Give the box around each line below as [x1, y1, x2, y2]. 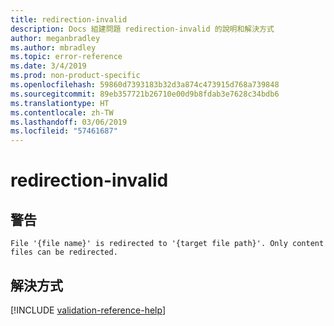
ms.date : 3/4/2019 [10, 61, 87, 71]
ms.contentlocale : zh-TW [10, 107, 114, 118]
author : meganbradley [10, 33, 101, 43]
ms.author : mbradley [10, 42, 97, 53]
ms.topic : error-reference [10, 52, 123, 62]
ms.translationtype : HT [10, 98, 110, 108]
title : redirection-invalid [10, 14, 128, 25]
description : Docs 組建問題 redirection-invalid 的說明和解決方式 [10, 24, 275, 34]
